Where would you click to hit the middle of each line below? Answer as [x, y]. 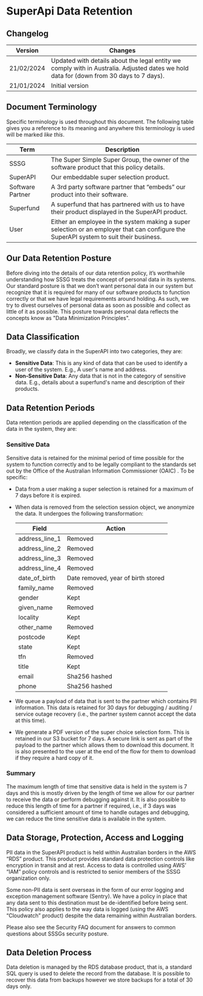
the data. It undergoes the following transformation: [79, 513]
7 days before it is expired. [48, 495]
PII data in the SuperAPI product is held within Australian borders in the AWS [101, 852]
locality [28, 617]
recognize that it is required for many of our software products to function [98, 292]
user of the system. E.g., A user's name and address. [81, 370]
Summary [21, 773]
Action [116, 528]
